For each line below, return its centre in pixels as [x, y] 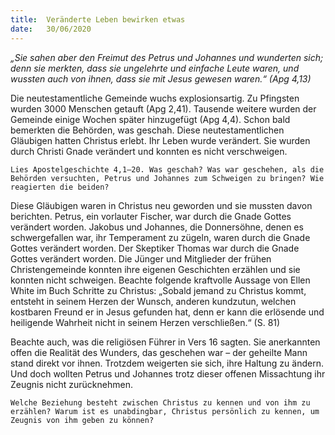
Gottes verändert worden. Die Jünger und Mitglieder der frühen [141, 258]
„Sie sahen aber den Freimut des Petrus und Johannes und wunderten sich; [167, 57]
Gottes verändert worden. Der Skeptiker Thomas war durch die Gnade [155, 248]
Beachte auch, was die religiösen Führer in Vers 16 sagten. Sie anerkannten [165, 342]
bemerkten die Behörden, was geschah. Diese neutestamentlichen [147, 130]
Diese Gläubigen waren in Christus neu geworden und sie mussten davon [161, 205]
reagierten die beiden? [60, 187]
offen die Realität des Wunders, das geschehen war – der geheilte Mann [159, 352]
